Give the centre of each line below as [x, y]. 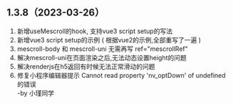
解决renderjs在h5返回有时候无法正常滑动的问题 [86, 67]
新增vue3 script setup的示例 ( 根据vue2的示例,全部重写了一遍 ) [109, 40]
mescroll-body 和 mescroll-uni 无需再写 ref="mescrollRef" [102, 49]
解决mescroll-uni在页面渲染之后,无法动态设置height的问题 [102, 57]
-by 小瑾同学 [36, 93]
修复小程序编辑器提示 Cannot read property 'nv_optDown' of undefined [121, 75]
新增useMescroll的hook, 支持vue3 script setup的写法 [94, 31]
